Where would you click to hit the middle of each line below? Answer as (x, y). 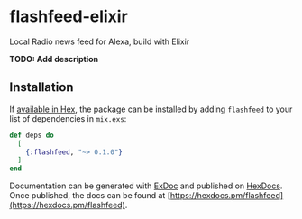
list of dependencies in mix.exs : (68, 118)
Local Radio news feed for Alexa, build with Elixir (100, 41)
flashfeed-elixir (69, 17)
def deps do (32, 135)
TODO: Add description (54, 59)
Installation (41, 87)
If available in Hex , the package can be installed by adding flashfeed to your (151, 109)
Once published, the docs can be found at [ (90, 196)
